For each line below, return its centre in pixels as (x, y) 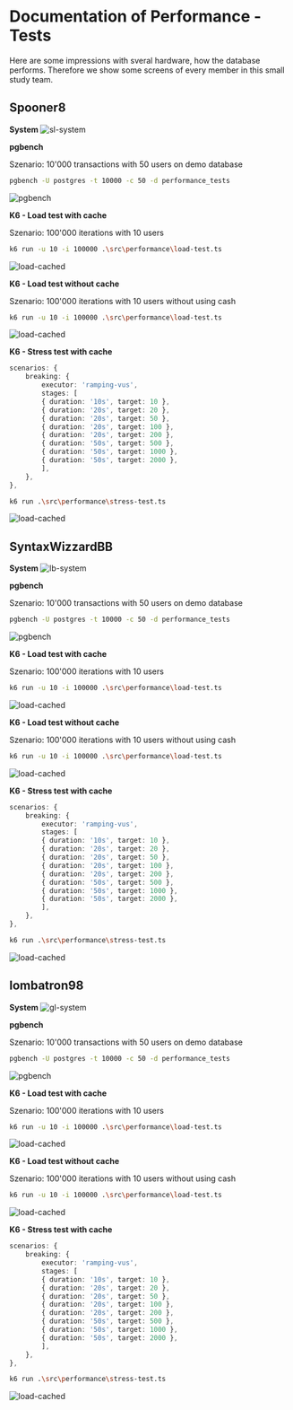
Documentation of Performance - (135, 17)
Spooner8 (38, 108)
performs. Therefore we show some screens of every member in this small (147, 70)
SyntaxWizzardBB (61, 546)
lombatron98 (47, 986)
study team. (31, 79)
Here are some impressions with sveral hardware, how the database (135, 60)
